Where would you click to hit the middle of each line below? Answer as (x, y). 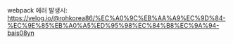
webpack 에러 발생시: (38, 10)
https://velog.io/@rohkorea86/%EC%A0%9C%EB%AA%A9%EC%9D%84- (116, 18)
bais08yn (21, 33)
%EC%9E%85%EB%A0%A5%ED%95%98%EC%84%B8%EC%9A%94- (113, 25)
